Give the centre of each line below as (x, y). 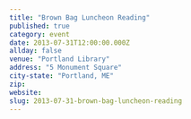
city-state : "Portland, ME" (62, 76)
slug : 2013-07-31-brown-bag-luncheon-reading (95, 101)
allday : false (36, 51)
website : (26, 92)
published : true (39, 26)
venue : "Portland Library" (60, 59)
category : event (39, 34)
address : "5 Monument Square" (66, 68)
